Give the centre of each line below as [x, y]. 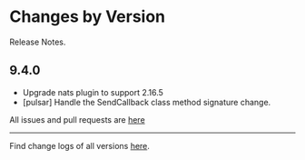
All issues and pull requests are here [77, 119]
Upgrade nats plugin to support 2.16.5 [93, 92]
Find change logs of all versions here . [79, 145]
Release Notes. [38, 42]
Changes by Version [88, 17]
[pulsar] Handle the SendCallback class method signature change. [147, 102]
